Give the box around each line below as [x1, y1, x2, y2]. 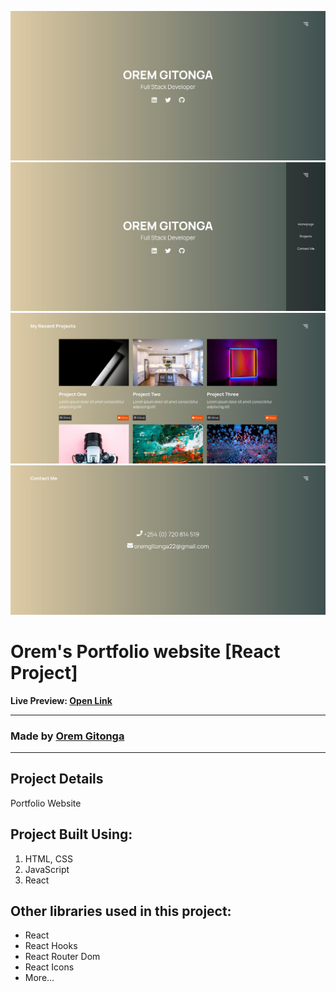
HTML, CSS [24, 852, 73, 865]
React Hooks [24, 940, 78, 952]
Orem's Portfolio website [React [10, 640, 281, 663]
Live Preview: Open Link [10, 694, 113, 706]
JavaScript [24, 863, 70, 875]
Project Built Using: [10, 826, 133, 843]
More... [24, 972, 55, 984]
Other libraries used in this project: [10, 903, 232, 920]
